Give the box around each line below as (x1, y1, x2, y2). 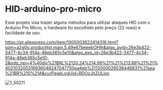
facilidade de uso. (5, 30, 41, 36)
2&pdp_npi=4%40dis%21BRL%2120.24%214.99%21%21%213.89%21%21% (5, 60, 158, 66)
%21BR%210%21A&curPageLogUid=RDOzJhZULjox (5, 70, 110, 76)
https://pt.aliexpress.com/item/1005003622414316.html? (5, 39, 119, 45)
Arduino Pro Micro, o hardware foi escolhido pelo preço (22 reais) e (5, 24, 141, 30)
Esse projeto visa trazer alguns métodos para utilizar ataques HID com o (5, 19, 150, 25)
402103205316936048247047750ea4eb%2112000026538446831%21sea (5, 65, 155, 71)
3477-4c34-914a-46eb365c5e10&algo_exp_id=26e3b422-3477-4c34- (5, 50, 149, 55)
